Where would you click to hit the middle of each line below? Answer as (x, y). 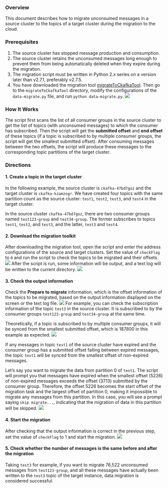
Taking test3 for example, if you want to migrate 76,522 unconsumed (77, 464)
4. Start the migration (28, 420)
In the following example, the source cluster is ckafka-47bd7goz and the (78, 188)
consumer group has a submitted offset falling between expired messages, (82, 350)
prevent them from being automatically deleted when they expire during (86, 64)
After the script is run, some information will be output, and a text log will (86, 264)
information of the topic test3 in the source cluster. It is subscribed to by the (84, 309)
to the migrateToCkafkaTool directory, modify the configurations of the (84, 90)
